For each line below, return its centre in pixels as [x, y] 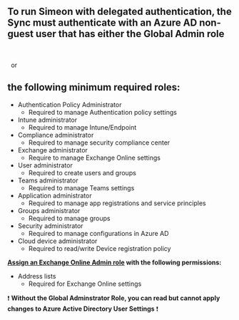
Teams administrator [48, 180]
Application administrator [55, 195]
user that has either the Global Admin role [130, 34]
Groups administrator [49, 210]
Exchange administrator [52, 150]
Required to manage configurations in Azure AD [98, 233]
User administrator [45, 165]
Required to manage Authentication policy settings [102, 112]
